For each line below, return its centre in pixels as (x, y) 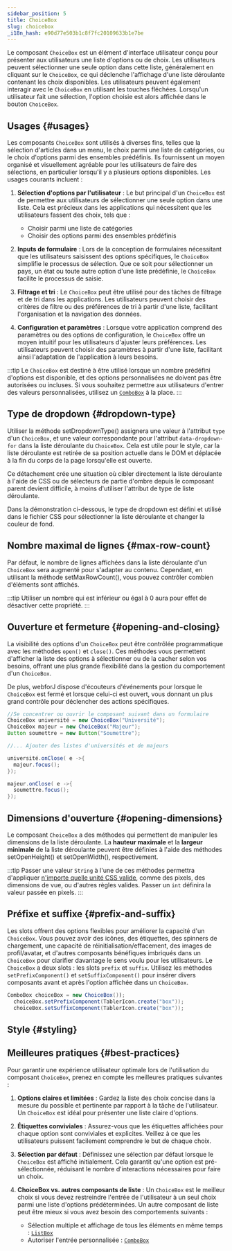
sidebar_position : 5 (37, 14)
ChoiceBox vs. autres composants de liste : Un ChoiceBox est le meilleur (121, 1189)
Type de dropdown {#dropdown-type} (92, 414)
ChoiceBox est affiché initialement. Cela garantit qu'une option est (110, 1162)
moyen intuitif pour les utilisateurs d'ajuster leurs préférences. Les (111, 342)
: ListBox (40, 1232)
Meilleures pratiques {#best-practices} (93, 1053)
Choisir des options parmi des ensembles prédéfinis (102, 236)
